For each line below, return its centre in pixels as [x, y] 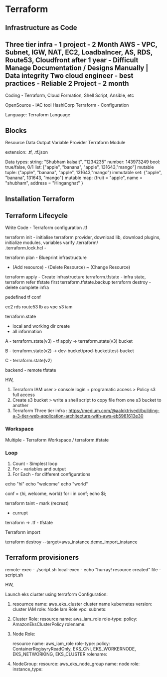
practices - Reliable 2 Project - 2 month [67, 83]
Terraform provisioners [42, 558]
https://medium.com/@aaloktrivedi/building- [114, 411]
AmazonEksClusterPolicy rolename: [49, 624]
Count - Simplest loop [35, 463]
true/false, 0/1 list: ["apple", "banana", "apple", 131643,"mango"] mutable [80, 167]
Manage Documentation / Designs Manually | [77, 68]
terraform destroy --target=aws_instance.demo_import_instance [72, 542]
